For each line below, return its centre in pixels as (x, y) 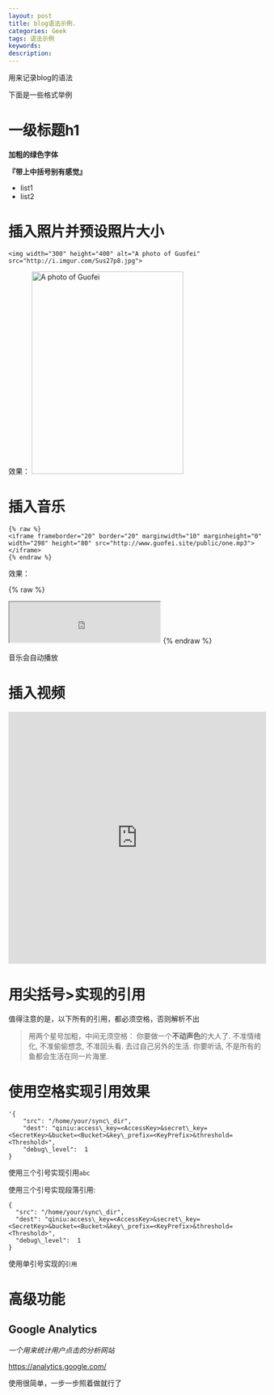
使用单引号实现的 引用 (43, 1263)
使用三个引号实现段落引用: (52, 1189)
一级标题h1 (44, 131)
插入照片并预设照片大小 (86, 232)
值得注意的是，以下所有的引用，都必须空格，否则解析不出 (104, 1019)
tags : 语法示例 (32, 38)
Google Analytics (53, 1330)
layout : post (30, 16)
